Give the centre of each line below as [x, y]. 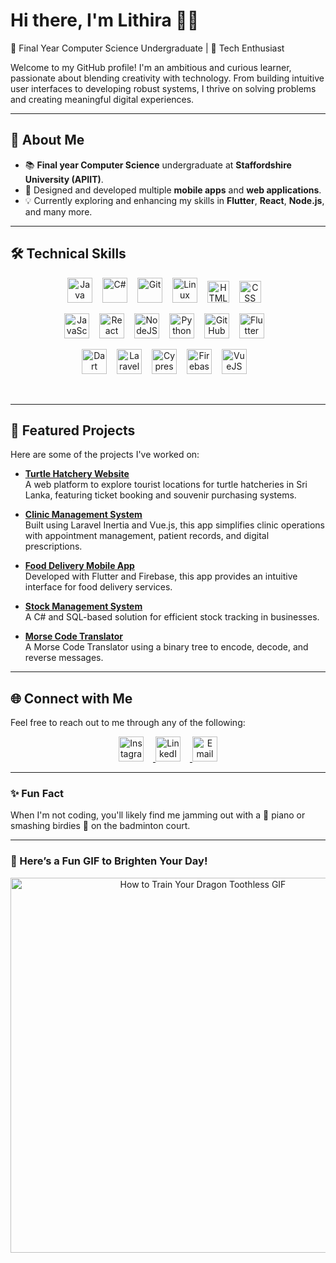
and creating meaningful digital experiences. [102, 99]
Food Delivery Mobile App [79, 566]
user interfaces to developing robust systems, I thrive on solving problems [163, 88]
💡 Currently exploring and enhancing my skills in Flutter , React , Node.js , [174, 200]
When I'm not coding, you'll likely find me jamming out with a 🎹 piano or [158, 815]
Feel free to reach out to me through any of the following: [128, 723]
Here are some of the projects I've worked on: [105, 455]
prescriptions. [53, 546]
